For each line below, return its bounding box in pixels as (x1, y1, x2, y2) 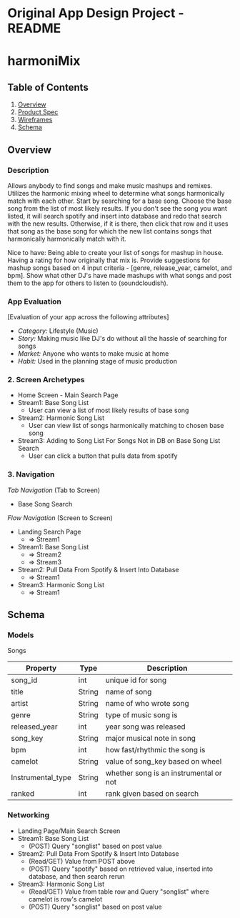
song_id (11, 675, 38, 685)
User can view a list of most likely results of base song (28, 406, 189, 415)
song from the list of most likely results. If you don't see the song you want (7, 204, 227, 212)
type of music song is (105, 710, 178, 720)
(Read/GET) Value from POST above (28, 857, 136, 865)
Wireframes (17, 116, 53, 124)
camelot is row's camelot (28, 894, 102, 903)
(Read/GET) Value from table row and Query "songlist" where (28, 887, 209, 896)
